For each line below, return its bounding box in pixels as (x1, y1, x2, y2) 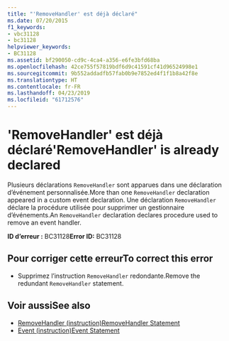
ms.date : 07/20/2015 (7, 17, 69, 24)
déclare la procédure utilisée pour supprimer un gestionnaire (7, 203, 184, 212)
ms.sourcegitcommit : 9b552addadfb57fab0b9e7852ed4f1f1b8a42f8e (7, 70, 199, 77)
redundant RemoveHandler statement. (17, 278, 124, 288)
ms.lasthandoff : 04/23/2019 (7, 90, 91, 97)
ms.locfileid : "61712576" (7, 97, 84, 104)
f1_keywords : (7, 23, 46, 31)
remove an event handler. (7, 218, 82, 227)
